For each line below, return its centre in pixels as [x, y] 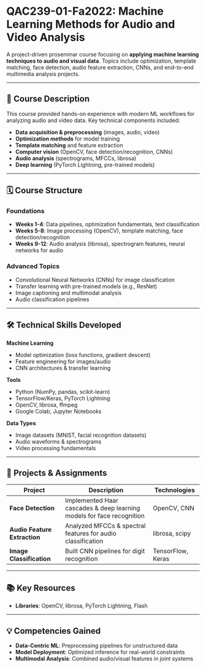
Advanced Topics [33, 266]
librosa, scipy [172, 534]
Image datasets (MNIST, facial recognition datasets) [81, 435]
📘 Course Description [48, 99]
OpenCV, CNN [174, 509]
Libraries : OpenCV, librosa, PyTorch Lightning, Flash [82, 606]
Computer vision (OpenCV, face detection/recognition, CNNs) [94, 152]
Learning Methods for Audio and [91, 24]
